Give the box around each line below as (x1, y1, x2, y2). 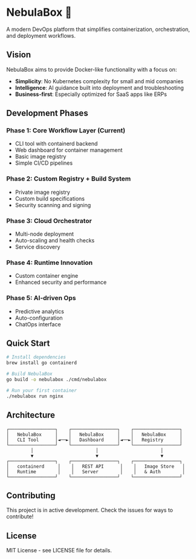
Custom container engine (15, 272, 79, 279)
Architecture (6, 410, 56, 420)
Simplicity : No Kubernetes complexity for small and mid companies (15, 77, 184, 84)
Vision (6, 50, 31, 60)
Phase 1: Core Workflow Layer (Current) (6, 126, 126, 135)
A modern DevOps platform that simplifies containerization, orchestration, (6, 26, 191, 33)
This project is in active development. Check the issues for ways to (6, 507, 174, 514)
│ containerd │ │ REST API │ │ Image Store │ (6, 463, 186, 470)
